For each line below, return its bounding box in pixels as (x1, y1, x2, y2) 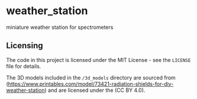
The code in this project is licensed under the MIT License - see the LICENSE (6, 56, 191, 63)
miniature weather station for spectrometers (6, 24, 114, 31)
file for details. (6, 62, 41, 70)
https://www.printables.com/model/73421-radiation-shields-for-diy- (8, 80, 174, 87)
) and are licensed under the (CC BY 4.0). (44, 87, 146, 94)
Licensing (6, 41, 43, 51)
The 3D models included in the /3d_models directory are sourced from (6, 74, 176, 81)
